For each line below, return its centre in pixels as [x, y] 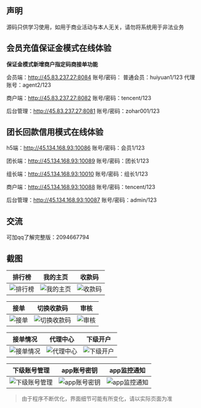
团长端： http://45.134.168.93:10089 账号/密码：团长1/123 [78, 161]
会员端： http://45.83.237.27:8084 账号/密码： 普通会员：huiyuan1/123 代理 [101, 77]
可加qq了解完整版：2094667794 [48, 237]
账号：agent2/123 [29, 85]
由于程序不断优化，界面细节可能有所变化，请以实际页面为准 [97, 399]
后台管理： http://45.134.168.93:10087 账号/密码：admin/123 [81, 200]
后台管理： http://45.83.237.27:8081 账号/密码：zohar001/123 [83, 111]
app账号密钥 [80, 371]
